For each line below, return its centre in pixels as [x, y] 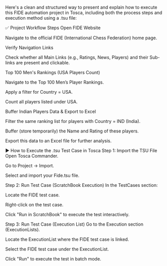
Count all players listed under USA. [42, 102]
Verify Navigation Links [30, 48]
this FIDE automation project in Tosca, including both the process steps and [84, 13]
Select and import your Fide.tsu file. [42, 175]
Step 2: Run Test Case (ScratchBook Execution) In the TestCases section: [81, 185]
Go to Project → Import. [30, 165]
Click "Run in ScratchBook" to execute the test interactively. [67, 214]
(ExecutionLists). [23, 229]
